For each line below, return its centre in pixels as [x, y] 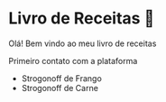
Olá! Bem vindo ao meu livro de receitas [83, 43]
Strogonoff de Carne [60, 88]
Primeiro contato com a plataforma [73, 60]
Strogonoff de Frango [62, 78]
